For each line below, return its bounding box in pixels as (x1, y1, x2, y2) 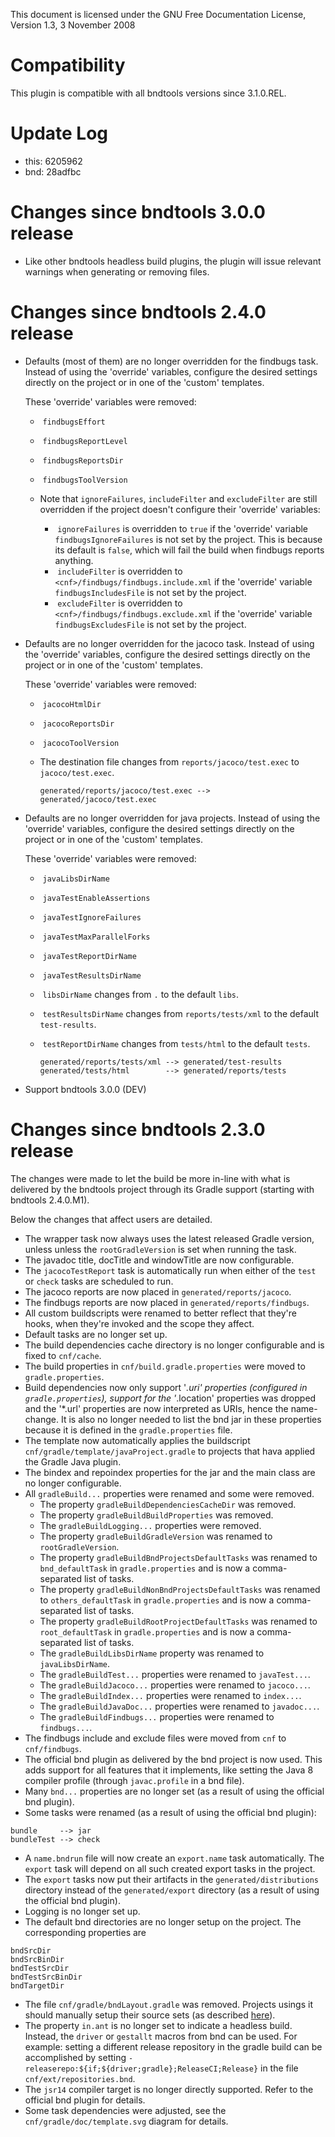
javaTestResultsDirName (42, 970, 142, 981)
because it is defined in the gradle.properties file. (24, 1424, 233, 1436)
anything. (54, 554, 94, 566)
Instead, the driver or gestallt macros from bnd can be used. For (24, 2030, 298, 2042)
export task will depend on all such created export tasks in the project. (24, 1862, 316, 1874)
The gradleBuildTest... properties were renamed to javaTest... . (39, 1668, 311, 1680)
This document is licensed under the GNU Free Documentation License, (10, 9, 307, 20)
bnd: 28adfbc (24, 165, 82, 178)
